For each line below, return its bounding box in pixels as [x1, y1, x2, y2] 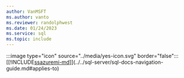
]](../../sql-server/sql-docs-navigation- [69, 58, 164, 66]
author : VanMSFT [6, 8, 46, 15]
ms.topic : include [6, 36, 52, 42]
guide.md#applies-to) [6, 65, 59, 71]
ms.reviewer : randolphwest [6, 19, 73, 25]
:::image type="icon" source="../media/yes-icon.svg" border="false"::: [6, 53, 179, 59]
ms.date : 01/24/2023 [6, 25, 58, 31]
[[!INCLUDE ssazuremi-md [6, 58, 70, 66]
